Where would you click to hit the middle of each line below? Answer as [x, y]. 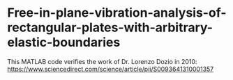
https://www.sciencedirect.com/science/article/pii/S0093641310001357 [111, 69]
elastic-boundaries [64, 42]
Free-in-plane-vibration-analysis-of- [117, 13]
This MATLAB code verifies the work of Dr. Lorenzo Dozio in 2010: [102, 61]
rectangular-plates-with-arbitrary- [110, 27]
